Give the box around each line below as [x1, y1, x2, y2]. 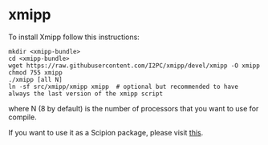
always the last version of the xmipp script [8, 90, 163, 98]
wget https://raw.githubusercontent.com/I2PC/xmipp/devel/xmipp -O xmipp [8, 62, 261, 70]
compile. [8, 112, 38, 122]
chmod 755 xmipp [8, 68, 63, 77]
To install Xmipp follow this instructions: [8, 32, 140, 42]
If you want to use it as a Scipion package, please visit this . [8, 127, 204, 137]
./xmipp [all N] [8, 75, 63, 83]
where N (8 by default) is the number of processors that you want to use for [8, 103, 259, 113]
